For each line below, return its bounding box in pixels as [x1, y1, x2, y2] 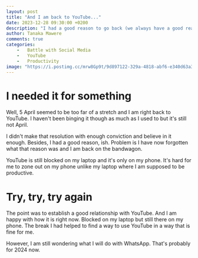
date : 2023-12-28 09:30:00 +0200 [6, 20, 88, 25]
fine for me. [6, 228, 34, 236]
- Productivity [16, 58, 60, 64]
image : [6, 63, 22, 70]
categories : [6, 42, 35, 48]
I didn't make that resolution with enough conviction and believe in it [6, 133, 172, 140]
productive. [6, 169, 34, 176]
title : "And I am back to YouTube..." [6, 14, 101, 20]
